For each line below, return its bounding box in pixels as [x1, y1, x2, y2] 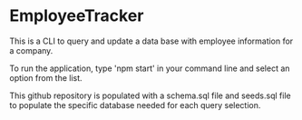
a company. [9, 45, 54, 55]
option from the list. [9, 72, 83, 83]
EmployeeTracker [9, 5, 144, 26]
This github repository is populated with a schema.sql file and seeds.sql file [9, 90, 292, 101]
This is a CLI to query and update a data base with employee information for [9, 35, 294, 46]
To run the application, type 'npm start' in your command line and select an [9, 63, 290, 74]
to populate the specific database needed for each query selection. [9, 99, 261, 110]
